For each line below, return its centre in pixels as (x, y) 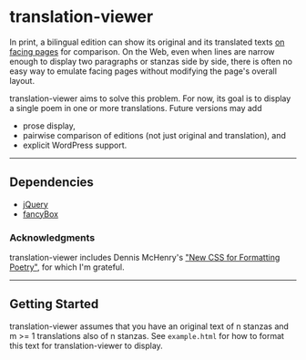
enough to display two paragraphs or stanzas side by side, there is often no (151, 61)
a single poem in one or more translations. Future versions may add (136, 108)
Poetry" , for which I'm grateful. (67, 267)
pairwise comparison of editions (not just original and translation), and (154, 135)
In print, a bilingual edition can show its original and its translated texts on (147, 42)
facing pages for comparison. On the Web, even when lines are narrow (142, 51)
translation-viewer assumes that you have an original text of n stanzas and (149, 326)
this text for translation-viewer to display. (87, 345)
